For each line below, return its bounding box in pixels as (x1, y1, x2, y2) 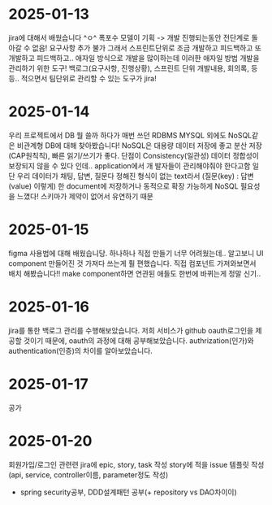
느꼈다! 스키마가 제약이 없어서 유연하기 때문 (16, 191, 154, 201)
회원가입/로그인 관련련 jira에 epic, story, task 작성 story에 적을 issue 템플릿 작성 (8, 459, 265, 469)
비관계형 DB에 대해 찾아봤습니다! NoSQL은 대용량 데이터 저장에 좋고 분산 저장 (16, 140, 262, 150)
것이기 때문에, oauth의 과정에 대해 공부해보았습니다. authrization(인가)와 (23, 335, 254, 346)
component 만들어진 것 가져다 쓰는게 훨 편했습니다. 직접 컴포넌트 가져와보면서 (8, 258, 257, 268)
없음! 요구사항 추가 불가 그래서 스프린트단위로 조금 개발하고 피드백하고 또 (32, 42, 262, 53)
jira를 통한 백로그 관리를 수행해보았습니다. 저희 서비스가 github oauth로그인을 (8, 325, 254, 335)
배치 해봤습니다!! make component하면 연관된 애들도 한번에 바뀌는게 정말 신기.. (8, 268, 261, 278)
